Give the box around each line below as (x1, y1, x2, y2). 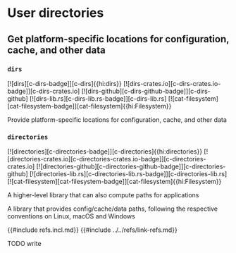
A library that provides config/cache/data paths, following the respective (7, 204, 218, 213)
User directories (7, 5, 104, 21)
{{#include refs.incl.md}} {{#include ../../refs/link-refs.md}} (7, 226, 178, 234)
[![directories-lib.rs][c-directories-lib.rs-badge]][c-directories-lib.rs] (29, 170, 228, 178)
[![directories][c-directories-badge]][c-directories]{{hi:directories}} (7, 147, 203, 156)
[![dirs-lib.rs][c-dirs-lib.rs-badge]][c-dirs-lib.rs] (29, 94, 167, 103)
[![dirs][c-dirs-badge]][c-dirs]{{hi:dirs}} (7, 79, 122, 87)
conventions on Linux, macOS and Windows (7, 212, 135, 221)
